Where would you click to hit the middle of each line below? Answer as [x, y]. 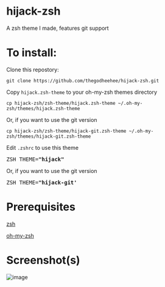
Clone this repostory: [33, 69]
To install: [32, 53]
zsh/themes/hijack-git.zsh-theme [49, 136]
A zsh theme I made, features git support [58, 28]
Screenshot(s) [43, 260]
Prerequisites [41, 207]
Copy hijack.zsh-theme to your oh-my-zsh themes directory [82, 92]
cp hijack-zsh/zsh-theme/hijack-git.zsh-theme [66, 131]
